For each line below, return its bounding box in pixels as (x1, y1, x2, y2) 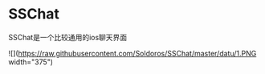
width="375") (8, 57, 54, 67)
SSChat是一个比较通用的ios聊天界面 (8, 32, 128, 42)
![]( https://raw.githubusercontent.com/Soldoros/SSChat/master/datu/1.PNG (8, 48, 257, 58)
